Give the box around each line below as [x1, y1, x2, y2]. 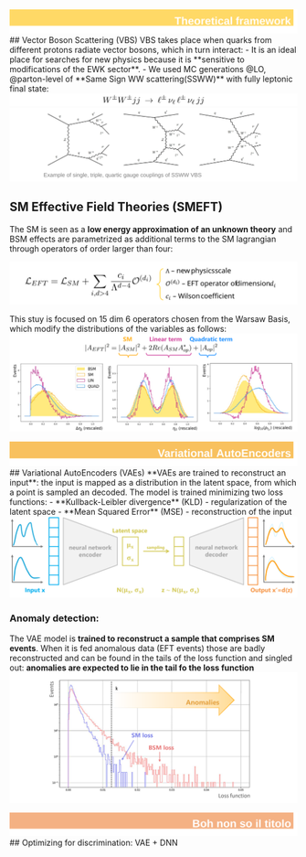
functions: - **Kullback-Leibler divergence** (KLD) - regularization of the [9, 496, 288, 507]
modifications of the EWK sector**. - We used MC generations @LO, [9, 64, 267, 75]
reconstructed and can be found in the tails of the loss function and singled [9, 652, 293, 663]
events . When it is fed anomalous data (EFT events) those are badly [9, 642, 266, 653]
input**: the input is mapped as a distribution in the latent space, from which [9, 477, 297, 487]
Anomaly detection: [9, 612, 100, 625]
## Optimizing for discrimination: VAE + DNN [9, 837, 178, 849]
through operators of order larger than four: [9, 242, 174, 254]
